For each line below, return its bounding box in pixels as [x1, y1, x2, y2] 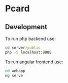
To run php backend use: [5, 36, 56, 41]
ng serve [5, 73, 23, 78]
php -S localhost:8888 [5, 50, 52, 55]
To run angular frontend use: [5, 59, 63, 65]
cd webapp [5, 68, 26, 73]
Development [5, 23, 48, 31]
